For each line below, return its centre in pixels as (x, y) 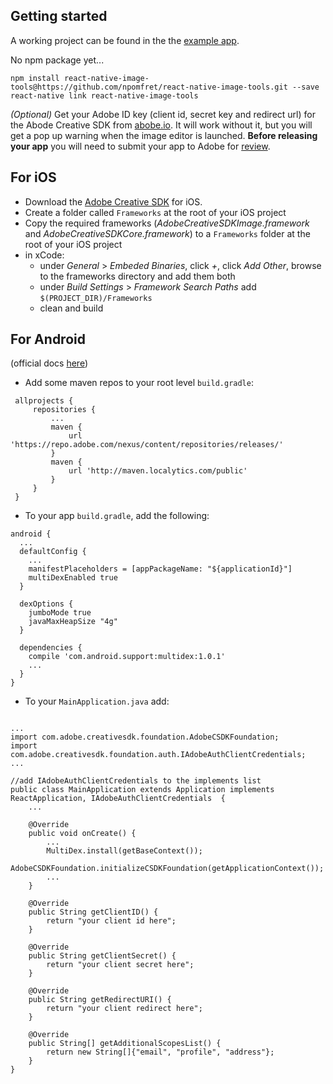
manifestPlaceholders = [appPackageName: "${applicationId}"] (160, 569)
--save (306, 87)
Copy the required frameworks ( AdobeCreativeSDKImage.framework (167, 223)
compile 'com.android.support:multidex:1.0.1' (127, 657)
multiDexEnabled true (73, 578)
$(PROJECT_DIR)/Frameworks (96, 298)
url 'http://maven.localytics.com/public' (158, 471)
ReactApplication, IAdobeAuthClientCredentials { (118, 799)
